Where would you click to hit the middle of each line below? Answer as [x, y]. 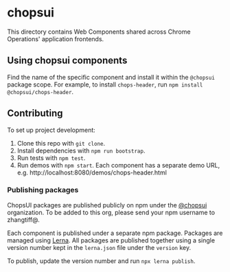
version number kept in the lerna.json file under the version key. [99, 247]
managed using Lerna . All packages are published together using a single [111, 240]
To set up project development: [51, 130]
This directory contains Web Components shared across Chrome [99, 32]
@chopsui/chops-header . [41, 91]
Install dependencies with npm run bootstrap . [81, 150]
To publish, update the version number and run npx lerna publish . [101, 261]
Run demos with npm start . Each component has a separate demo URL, [118, 165]
